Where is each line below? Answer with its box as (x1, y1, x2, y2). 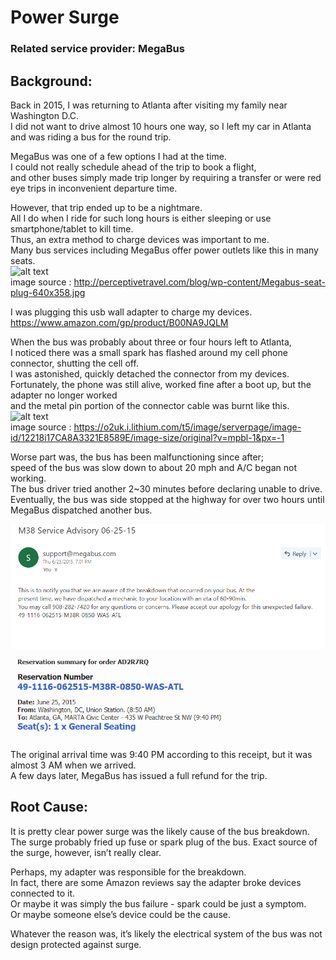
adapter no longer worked (10, 389, 118, 401)
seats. (10, 254, 36, 266)
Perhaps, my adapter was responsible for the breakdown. (10, 866, 247, 878)
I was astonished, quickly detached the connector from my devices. (10, 367, 290, 380)
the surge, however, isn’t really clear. (10, 846, 162, 858)
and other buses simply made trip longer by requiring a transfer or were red (10, 171, 322, 183)
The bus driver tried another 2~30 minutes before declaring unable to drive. (10, 482, 323, 495)
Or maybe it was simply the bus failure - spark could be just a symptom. (10, 897, 307, 910)
